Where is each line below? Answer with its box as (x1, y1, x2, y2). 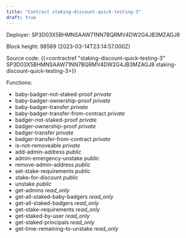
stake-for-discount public (14, 174, 79, 181)
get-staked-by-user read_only (14, 212, 90, 219)
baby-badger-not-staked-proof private (14, 90, 111, 98)
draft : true (6, 14, 36, 20)
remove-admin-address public (14, 161, 91, 168)
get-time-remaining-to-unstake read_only (14, 225, 119, 232)
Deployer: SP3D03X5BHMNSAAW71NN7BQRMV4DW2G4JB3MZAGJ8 (6, 31, 181, 38)
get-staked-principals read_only (14, 218, 95, 226)
